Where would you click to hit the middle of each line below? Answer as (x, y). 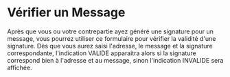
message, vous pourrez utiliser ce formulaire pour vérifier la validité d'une (112, 38)
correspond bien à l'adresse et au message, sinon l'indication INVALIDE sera (115, 60)
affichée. (20, 67)
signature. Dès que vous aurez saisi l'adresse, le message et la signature (110, 46)
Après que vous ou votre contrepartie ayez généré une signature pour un (111, 31)
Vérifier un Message (66, 13)
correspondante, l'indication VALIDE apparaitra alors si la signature (102, 53)
